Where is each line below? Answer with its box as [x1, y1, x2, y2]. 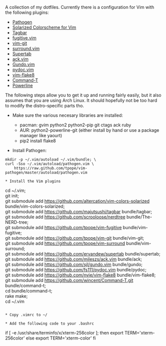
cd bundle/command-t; [5, 288, 53, 294]
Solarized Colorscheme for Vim [12, 24, 76, 30]
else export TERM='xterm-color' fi [26, 335, 96, 341]
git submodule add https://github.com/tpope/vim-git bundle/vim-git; [5, 235, 145, 241]
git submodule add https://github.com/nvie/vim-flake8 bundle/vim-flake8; [5, 272, 156, 278]
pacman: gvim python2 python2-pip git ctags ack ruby [19, 122, 131, 128]
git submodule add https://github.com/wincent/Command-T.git [5, 277, 134, 283]
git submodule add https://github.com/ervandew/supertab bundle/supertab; [5, 251, 161, 257]
